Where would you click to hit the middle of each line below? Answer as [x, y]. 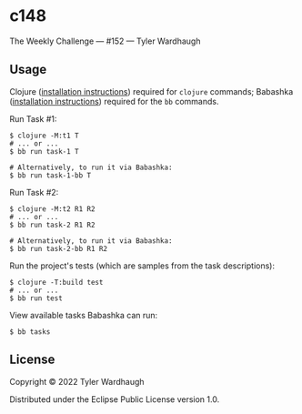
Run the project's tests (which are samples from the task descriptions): [142, 266]
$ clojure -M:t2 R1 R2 [52, 209]
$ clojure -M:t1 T [44, 136]
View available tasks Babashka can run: [84, 315]
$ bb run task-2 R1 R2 [52, 225]
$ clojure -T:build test [56, 282]
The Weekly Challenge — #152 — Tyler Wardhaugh [105, 41]
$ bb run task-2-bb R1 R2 [58, 248]
